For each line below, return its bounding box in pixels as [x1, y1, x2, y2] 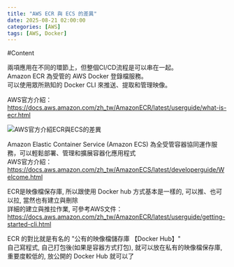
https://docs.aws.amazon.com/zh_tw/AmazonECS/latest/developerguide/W [7, 166, 225, 174]
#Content [7, 49, 35, 57]
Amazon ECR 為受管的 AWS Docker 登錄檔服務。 [7, 72, 148, 80]
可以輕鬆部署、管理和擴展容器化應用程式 [19, 149, 136, 157]
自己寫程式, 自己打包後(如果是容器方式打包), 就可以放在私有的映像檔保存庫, [7, 243, 223, 252]
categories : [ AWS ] [7, 23, 61, 30]
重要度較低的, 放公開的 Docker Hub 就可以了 [7, 252, 135, 261]
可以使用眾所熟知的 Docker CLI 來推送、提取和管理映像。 [7, 81, 172, 89]
